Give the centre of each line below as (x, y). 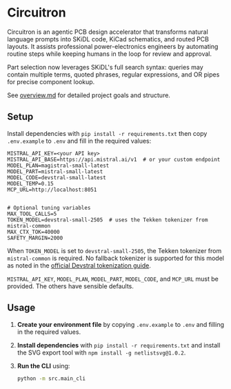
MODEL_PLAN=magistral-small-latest (58, 166)
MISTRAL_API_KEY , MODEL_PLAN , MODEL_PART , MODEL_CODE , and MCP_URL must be (113, 279)
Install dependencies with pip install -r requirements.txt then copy (107, 133)
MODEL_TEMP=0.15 (30, 183)
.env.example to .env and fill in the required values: (79, 141)
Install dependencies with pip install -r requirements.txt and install (119, 345)
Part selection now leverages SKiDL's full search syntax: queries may (105, 67)
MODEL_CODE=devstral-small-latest (57, 177)
